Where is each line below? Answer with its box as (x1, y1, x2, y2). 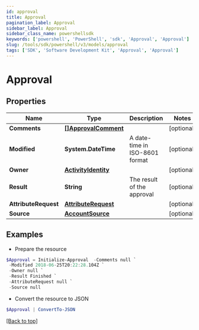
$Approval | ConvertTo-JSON (6, 306, 76, 312)
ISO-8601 (129, 148, 159, 157)
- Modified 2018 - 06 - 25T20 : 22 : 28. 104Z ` (8, 262, 105, 268)
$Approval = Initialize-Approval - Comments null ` (6, 256, 136, 263)
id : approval (6, 8, 38, 15)
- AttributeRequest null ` (8, 279, 73, 285)
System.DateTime (64, 145, 115, 153)
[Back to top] (6, 317, 38, 324)
